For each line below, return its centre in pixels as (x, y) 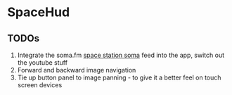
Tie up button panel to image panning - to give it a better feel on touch (119, 77)
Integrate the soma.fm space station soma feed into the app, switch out (121, 55)
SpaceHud (39, 12)
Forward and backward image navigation (77, 70)
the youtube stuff (43, 63)
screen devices (40, 85)
